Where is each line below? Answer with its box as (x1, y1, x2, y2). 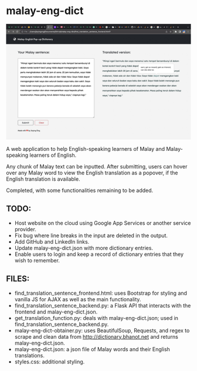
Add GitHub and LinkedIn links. (14, 238, 90, 245)
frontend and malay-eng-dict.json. (14, 308, 98, 315)
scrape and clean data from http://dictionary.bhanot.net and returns (14, 333, 179, 340)
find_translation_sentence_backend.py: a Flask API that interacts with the (14, 302, 191, 309)
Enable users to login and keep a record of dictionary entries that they (14, 251, 184, 258)
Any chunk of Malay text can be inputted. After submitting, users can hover (6, 163, 188, 170)
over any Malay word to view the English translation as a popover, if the (6, 169, 178, 176)
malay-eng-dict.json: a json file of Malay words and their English (14, 345, 170, 353)
